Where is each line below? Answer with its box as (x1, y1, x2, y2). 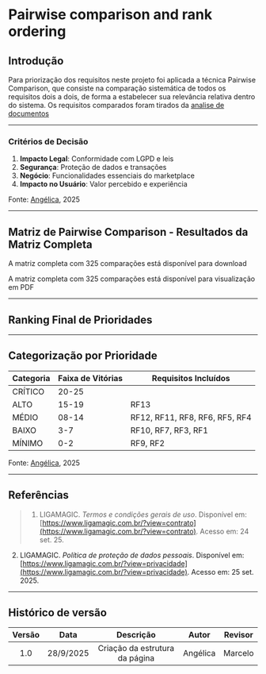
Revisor (224, 630, 253, 641)
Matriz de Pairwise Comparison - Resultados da (8, 225, 249, 239)
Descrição (116, 630, 156, 641)
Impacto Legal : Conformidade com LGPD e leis (19, 154, 174, 164)
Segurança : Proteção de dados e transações (19, 163, 167, 172)
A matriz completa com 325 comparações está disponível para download (8, 259, 247, 268)
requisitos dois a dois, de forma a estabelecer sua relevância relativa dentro (8, 92, 256, 101)
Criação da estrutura (97, 643, 175, 654)
